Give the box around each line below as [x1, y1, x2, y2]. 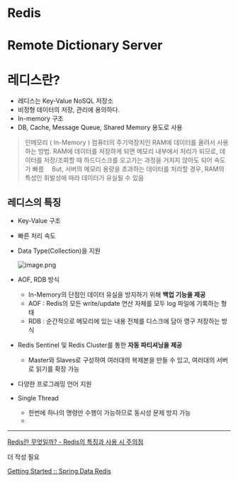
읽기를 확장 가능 [35, 365, 80, 373]
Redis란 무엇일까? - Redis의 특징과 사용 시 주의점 [7, 437, 144, 447]
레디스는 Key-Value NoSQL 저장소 [17, 97, 113, 105]
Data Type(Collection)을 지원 [17, 246, 101, 256]
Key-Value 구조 [17, 217, 61, 225]
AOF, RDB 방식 [17, 275, 60, 284]
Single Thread [17, 394, 59, 403]
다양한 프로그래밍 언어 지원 [17, 380, 92, 389]
